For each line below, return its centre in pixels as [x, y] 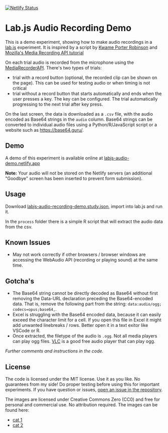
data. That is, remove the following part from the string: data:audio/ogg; [87, 304]
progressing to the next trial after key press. [58, 104]
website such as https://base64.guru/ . [44, 130]
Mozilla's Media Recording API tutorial [44, 52]
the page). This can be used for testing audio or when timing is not [81, 82]
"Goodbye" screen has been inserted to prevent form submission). [74, 178]
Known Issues [28, 242]
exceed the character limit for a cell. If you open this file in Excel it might [87, 320]
